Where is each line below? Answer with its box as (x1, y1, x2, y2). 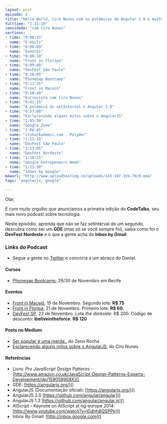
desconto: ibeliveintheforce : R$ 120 (12, 316, 87, 322)
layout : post (5, 7, 32, 12)
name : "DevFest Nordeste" (9, 151, 64, 156)
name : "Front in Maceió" (9, 85, 61, 91)
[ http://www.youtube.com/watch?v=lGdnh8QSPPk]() (12, 408, 120, 414)
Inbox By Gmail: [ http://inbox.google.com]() (12, 414, 102, 420)
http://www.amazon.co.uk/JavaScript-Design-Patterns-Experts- (14, 371, 146, 377)
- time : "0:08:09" (5, 44, 43, 49)
